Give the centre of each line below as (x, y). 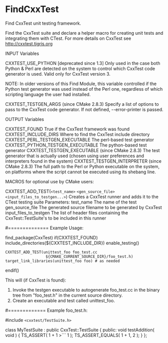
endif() (12, 270)
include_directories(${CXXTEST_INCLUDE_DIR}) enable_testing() (72, 243)
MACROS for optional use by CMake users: (50, 181)
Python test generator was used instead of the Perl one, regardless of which (84, 89)
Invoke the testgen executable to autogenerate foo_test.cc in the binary (86, 290)
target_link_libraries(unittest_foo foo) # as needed (63, 261)
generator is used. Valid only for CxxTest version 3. (58, 74)
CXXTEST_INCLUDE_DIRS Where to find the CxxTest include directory (77, 134)
